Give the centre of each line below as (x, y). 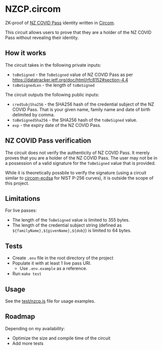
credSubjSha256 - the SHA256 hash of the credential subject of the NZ (83, 104)
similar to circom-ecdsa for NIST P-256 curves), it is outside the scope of (79, 178)
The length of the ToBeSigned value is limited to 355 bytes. (71, 220)
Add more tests (28, 343)
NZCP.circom (33, 9)
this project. (17, 183)
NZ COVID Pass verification (48, 141)
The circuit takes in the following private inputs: (53, 65)
